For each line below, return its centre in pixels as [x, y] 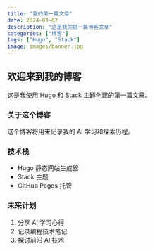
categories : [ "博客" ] [38, 33]
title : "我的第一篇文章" [40, 14]
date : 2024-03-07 [33, 20]
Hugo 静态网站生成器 [48, 168]
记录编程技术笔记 [42, 231]
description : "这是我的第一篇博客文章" [60, 27]
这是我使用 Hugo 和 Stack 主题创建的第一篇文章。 [79, 95]
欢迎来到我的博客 [44, 77]
